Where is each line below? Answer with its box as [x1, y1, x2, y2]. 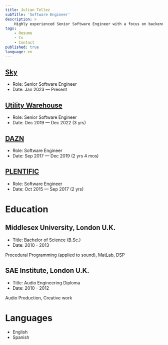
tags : [5, 26, 16, 31]
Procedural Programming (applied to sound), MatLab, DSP [5, 252, 125, 258]
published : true [5, 45, 39, 50]
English [12, 329, 28, 335]
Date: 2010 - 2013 [12, 242, 49, 248]
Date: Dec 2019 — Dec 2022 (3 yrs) [12, 120, 86, 126]
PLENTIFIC [5, 167, 39, 176]
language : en [5, 49, 32, 54]
